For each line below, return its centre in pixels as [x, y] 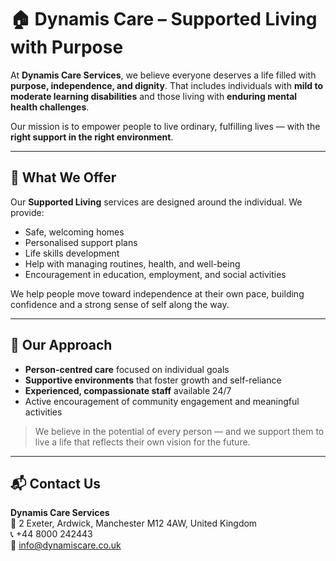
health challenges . [50, 107]
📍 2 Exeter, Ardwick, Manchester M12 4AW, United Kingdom [134, 523]
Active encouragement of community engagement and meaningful [162, 401]
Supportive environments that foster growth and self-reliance [153, 380]
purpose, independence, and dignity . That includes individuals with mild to [167, 85]
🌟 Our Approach [61, 345]
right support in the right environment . [92, 137]
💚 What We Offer [63, 177]
